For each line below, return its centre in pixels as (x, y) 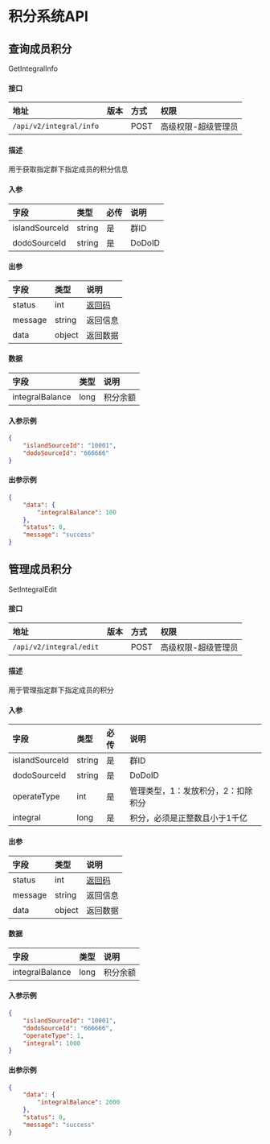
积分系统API (48, 17)
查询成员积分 (40, 49)
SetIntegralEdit (33, 589)
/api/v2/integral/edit (55, 647)
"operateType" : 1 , (53, 1035)
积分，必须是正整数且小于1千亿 (188, 818)
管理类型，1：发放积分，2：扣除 (191, 791)
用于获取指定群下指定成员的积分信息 (68, 169)
